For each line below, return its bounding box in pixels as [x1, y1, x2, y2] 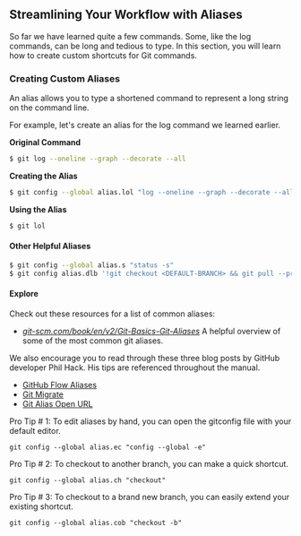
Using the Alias [9, 203, 67, 214]
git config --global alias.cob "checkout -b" [9, 518, 182, 527]
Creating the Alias [9, 170, 78, 181]
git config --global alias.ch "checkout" [9, 475, 167, 485]
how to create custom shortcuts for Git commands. [9, 49, 197, 61]
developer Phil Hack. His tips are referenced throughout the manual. [9, 362, 261, 373]
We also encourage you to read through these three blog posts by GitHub [9, 352, 280, 363]
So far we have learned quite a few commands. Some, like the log [9, 30, 252, 41]
